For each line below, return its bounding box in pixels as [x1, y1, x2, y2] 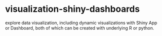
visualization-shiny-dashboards [5, 3, 140, 15]
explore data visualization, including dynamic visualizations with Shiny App [5, 20, 158, 26]
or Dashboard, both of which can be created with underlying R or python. [5, 25, 154, 31]
